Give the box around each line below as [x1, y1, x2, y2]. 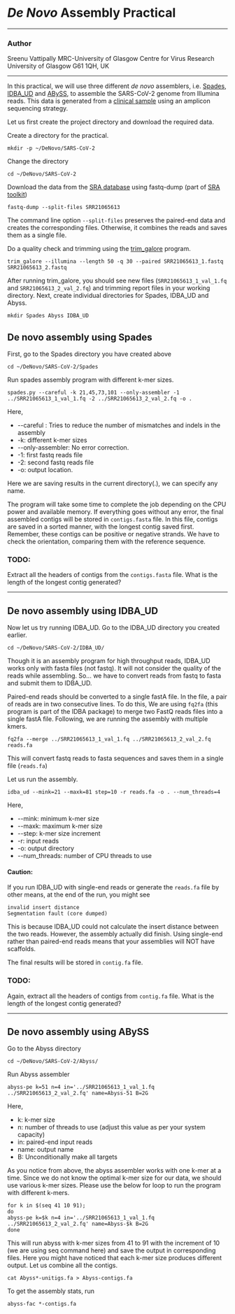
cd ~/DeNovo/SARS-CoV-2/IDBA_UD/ [7, 645, 105, 652]
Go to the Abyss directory [7, 1044, 82, 1053]
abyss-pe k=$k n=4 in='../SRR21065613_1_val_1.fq [7, 1215, 155, 1222]
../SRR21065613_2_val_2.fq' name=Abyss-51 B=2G [7, 1090, 149, 1097]
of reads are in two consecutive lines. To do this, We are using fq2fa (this [7, 700, 218, 708]
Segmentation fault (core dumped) [7, 910, 108, 917]
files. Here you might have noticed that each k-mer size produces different [7, 1254, 222, 1262]
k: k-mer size [17, 1115, 56, 1124]
